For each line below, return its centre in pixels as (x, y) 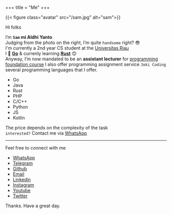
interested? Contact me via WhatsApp (46, 133)
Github (20, 169)
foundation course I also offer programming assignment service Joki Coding (86, 64)
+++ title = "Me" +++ (28, 7)
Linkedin (22, 179)
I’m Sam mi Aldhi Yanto (29, 37)
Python (20, 107)
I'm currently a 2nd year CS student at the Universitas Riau (67, 48)
